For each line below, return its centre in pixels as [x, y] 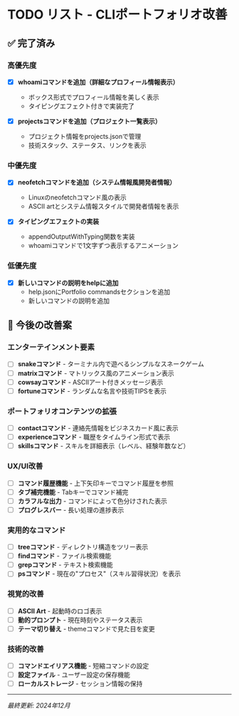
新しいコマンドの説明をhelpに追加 [68, 283]
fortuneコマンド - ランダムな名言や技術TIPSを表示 [92, 391]
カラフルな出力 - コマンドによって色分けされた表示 [92, 501]
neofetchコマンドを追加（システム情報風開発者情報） [97, 182]
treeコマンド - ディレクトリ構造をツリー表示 [83, 547]
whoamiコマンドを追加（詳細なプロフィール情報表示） [98, 82]
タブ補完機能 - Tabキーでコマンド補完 [73, 492]
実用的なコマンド [37, 530]
